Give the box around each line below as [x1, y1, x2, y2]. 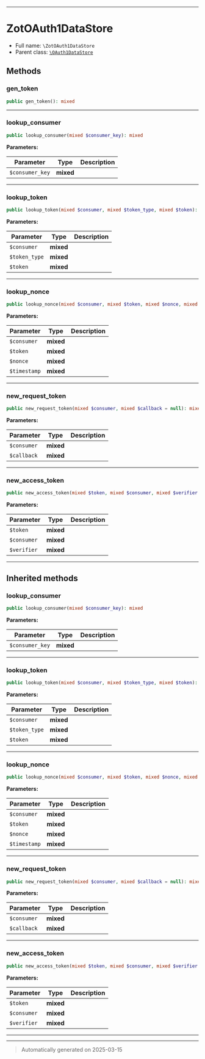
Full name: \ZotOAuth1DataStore [15, 42, 95, 49]
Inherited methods [6, 573, 78, 584]
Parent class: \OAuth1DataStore [15, 48, 93, 56]
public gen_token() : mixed [6, 98, 75, 104]
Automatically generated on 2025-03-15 [21, 1046, 123, 1053]
